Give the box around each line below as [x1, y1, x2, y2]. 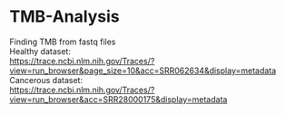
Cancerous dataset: [9, 74, 84, 85]
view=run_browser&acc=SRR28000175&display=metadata [9, 93, 228, 105]
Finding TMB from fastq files [9, 36, 116, 47]
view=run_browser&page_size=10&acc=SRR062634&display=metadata [9, 65, 277, 76]
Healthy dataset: [9, 45, 71, 56]
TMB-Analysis [9, 6, 120, 27]
